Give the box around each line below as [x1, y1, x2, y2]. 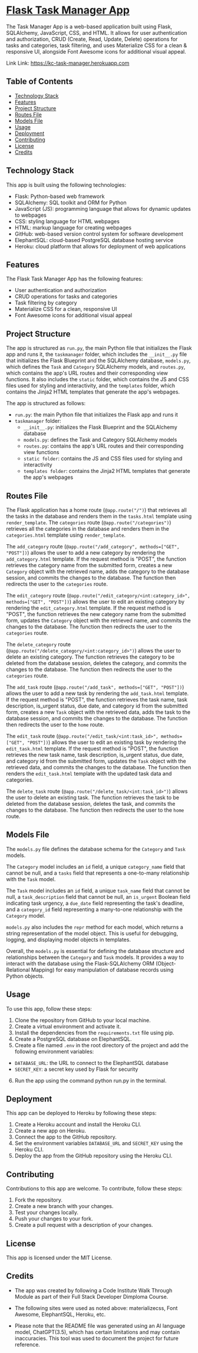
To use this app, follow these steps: [6, 1005, 93, 1012]
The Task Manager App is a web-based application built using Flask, [6, 23, 173, 30]
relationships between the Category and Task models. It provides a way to [6, 954, 184, 961]
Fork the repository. [14, 1196, 63, 1203]
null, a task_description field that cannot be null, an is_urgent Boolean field [6, 893, 190, 900]
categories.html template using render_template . [6, 531, 126, 538]
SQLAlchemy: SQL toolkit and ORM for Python [14, 199, 127, 206]
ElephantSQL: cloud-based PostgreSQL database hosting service [14, 236, 174, 243]
